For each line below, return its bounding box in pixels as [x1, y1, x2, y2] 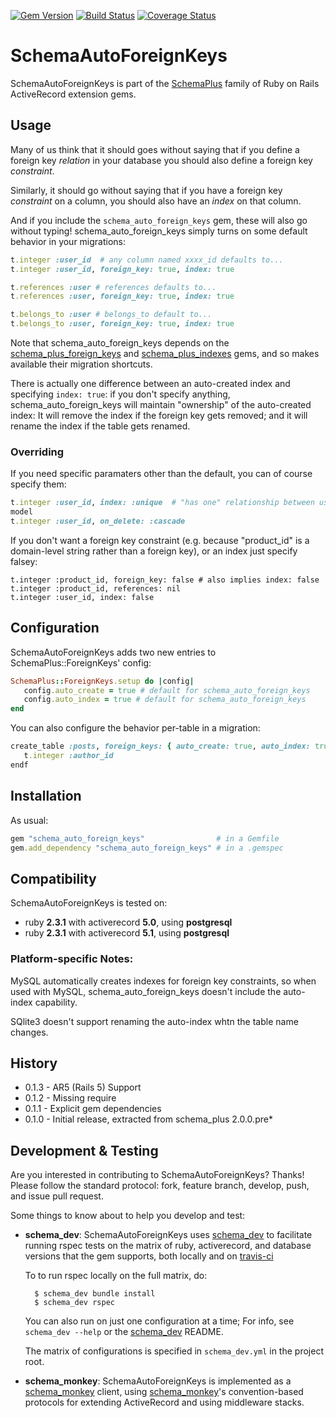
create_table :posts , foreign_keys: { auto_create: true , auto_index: [10, 741, 311, 752]
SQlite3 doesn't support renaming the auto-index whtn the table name [10, 1015, 299, 1027]
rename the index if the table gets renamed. [10, 420, 191, 432]
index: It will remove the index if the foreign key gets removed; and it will [10, 410, 308, 421]
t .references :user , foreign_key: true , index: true [10, 291, 235, 302]
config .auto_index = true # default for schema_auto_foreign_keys [23, 695, 307, 705]
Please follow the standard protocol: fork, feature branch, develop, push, [10, 1180, 310, 1192]
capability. [34, 996, 78, 1008]
